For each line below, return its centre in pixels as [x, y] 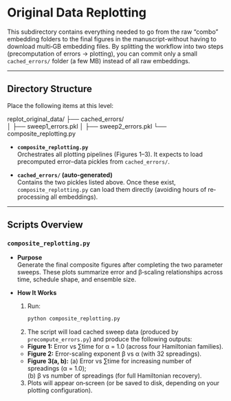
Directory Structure [50, 89]
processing [33, 197]
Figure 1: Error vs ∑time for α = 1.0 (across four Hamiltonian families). [125, 347]
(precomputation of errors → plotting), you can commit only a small [102, 54]
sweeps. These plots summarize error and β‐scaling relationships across [120, 272]
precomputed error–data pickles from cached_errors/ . [93, 161]
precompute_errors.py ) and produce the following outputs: [110, 339]
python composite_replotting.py [74, 319]
